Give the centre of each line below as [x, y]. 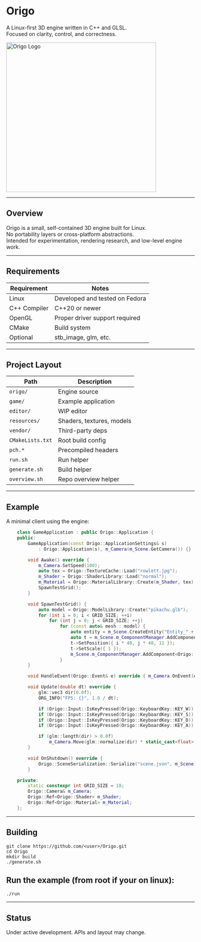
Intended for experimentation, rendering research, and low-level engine [94, 240]
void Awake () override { [59, 560]
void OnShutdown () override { [65, 758]
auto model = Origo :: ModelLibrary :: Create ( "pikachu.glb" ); [113, 610]
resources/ [25, 421]
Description [95, 381]
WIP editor [73, 411]
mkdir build [21, 857]
